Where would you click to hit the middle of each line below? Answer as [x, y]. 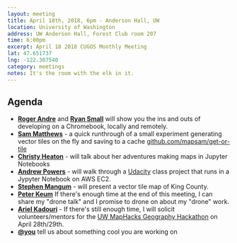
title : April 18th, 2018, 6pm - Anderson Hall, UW [83, 21]
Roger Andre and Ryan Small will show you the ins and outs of [109, 119]
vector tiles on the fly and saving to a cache [81, 142]
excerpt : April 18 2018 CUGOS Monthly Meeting [77, 47]
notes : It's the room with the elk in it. [71, 73]
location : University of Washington [61, 27]
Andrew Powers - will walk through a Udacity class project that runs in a [123, 171]
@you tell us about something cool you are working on [98, 232]
